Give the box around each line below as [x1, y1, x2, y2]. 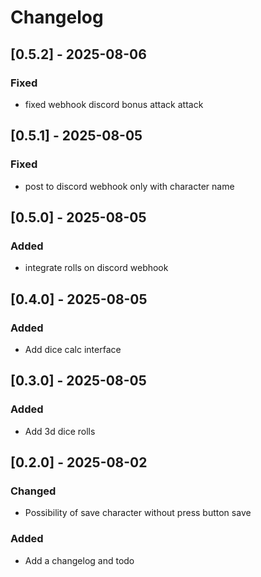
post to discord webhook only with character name [24, 180, 235, 192]
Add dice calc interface [24, 343, 122, 355]
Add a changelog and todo [24, 554, 135, 566]
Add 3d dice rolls [24, 425, 96, 437]
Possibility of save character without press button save [24, 507, 252, 519]
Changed [10, 484, 57, 498]
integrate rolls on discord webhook [24, 262, 169, 274]
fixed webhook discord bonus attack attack [24, 98, 204, 110]
